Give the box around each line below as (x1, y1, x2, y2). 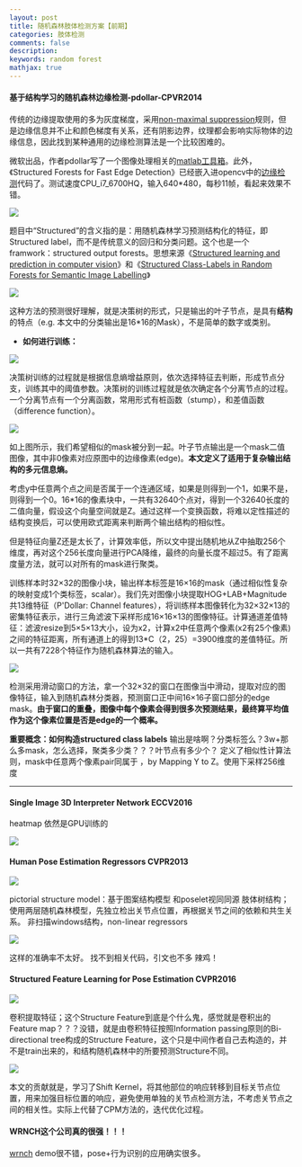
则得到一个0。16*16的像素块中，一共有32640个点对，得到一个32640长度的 (9, 494, 290, 505)
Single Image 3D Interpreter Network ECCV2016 (9, 797, 193, 807)
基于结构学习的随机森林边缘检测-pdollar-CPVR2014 (9, 92, 203, 103)
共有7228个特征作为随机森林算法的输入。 (24, 645, 178, 656)
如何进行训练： (22, 336, 78, 347)
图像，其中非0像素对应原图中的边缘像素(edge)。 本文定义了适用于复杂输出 (9, 453, 283, 464)
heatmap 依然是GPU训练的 (9, 818, 109, 829)
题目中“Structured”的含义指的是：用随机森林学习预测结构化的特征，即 (9, 226, 269, 236)
